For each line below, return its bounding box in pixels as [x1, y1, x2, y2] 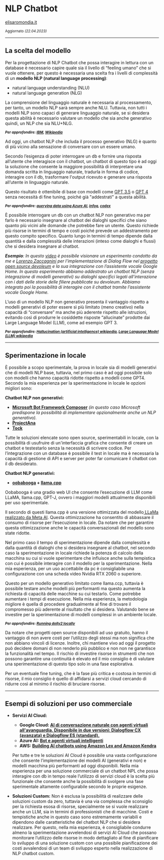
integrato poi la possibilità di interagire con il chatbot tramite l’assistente [5, 284, 151, 290]
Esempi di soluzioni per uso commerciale [5, 700, 133, 708]
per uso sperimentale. [5, 499, 49, 505]
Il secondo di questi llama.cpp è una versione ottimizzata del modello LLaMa [5, 509, 159, 515]
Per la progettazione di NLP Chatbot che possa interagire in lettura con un [5, 59, 154, 65]
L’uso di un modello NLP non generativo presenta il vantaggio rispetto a [5, 299, 149, 305]
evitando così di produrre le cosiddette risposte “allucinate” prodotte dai [5, 314, 150, 320]
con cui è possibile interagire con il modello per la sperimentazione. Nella [5, 560, 152, 566]
